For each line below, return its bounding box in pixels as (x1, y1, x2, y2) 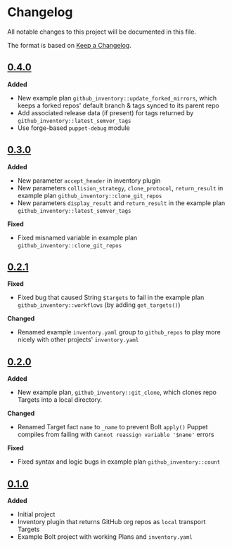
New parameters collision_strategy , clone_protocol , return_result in (17, 183, 224, 192)
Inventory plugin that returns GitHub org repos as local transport (17, 518, 206, 526)
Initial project (17, 510, 56, 518)
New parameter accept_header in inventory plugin (17, 176, 161, 185)
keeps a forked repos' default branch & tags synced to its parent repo (17, 101, 219, 110)
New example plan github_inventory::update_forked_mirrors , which (17, 93, 217, 102)
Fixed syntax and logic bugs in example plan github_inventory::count (17, 457, 221, 466)
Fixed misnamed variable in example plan (17, 233, 138, 242)
